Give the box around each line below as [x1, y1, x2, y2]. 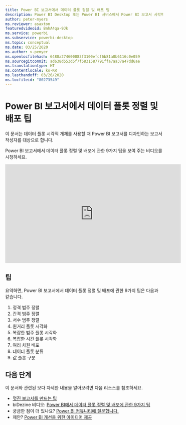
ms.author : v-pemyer [5, 49, 49, 54]
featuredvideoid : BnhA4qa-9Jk [5, 26, 69, 31]
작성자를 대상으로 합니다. [5, 136, 54, 143]
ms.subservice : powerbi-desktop [5, 36, 73, 41]
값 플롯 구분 [12, 354, 36, 360]
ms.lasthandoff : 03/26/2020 [5, 73, 64, 78]
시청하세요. [5, 154, 27, 160]
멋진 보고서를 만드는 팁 [12, 395, 57, 401]
